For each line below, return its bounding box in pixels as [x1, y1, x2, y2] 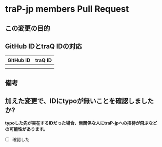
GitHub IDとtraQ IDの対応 [5, 42, 82, 50]
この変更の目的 [5, 24, 50, 32]
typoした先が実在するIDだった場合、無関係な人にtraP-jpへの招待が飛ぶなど [5, 120, 158, 126]
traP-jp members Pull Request [5, 3, 129, 15]
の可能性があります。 [5, 126, 48, 132]
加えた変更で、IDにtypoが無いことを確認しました [5, 97, 154, 105]
